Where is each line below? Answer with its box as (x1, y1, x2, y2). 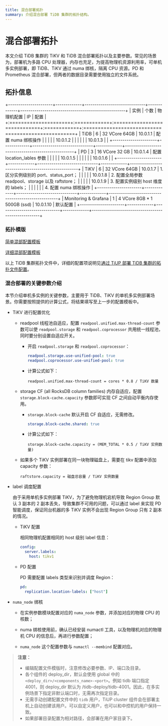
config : (20, 544, 36, 550)
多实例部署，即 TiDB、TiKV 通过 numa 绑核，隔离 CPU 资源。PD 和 (5, 65, 144, 71)
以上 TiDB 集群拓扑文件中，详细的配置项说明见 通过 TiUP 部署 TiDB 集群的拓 (5, 260, 161, 266)
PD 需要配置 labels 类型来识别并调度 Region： (20, 575, 115, 581)
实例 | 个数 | (132, 108, 156, 114)
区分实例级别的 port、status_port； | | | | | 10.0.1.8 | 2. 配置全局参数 (5, 172, 143, 178)
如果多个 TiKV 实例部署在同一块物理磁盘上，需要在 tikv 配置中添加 (20, 457, 157, 463)
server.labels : (24, 549, 57, 554)
